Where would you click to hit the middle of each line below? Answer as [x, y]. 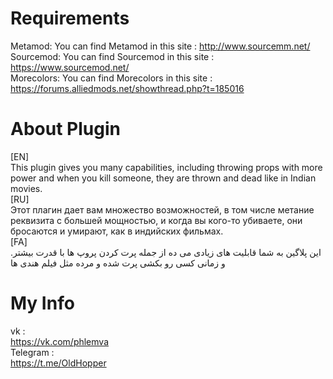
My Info [42, 303]
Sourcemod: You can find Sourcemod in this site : [112, 56]
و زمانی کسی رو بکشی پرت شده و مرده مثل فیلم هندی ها [118, 263]
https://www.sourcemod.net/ [70, 67]
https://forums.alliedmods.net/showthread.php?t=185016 [127, 88]
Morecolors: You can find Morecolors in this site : [111, 78]
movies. [26, 188]
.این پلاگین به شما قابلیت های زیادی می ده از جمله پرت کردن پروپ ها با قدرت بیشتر [166, 252]
